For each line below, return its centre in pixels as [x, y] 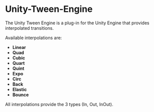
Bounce [20, 95]
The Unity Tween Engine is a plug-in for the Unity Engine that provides [77, 23]
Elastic [20, 89]
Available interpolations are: [34, 38]
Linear [19, 47]
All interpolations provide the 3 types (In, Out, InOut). [59, 104]
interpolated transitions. [29, 28]
